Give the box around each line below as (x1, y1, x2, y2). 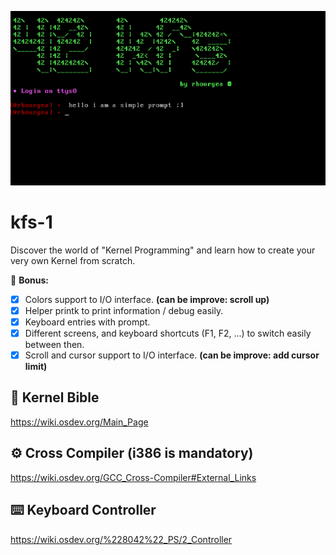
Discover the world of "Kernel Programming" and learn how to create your (10, 244, 316, 256)
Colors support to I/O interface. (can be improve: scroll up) (24, 293, 270, 305)
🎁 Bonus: (10, 274, 49, 286)
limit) (24, 361, 48, 373)
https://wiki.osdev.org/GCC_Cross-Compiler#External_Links (10, 471, 257, 483)
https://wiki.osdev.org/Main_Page (10, 416, 149, 428)
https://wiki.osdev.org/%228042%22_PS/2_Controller (10, 533, 233, 545)
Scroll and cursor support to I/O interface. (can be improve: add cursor (24, 349, 320, 361)
